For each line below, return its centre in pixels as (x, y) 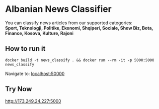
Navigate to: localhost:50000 (35, 73)
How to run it (25, 49)
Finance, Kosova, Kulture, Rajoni (39, 33)
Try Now (19, 89)
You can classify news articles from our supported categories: (69, 23)
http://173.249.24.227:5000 (33, 101)
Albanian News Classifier (58, 9)
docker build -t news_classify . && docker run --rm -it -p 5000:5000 (80, 60)
